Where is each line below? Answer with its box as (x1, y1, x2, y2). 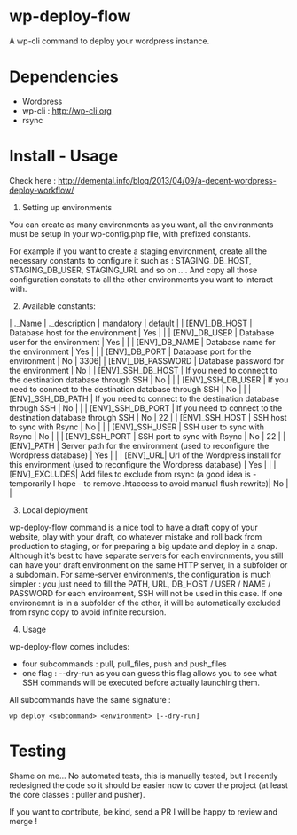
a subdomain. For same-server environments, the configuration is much (9, 569, 272, 579)
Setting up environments (21, 201, 113, 212)
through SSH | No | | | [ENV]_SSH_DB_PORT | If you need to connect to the (9, 402, 283, 414)
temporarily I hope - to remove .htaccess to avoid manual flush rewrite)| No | (9, 477, 289, 489)
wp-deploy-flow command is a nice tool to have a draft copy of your (9, 522, 259, 532)
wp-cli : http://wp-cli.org (21, 105, 113, 116)
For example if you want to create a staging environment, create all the (9, 246, 268, 256)
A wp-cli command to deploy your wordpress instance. (9, 35, 210, 46)
